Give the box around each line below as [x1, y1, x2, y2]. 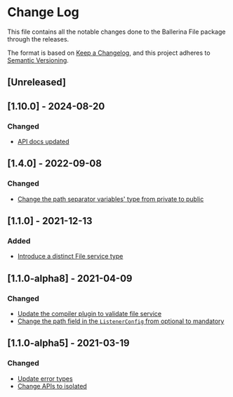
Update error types [17, 374, 73, 383]
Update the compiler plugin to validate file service [17, 310, 162, 318]
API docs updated [17, 138, 69, 146]
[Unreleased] [7, 77, 67, 89]
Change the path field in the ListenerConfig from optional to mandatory [17, 317, 225, 325]
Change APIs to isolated [17, 382, 88, 390]
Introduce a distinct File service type [17, 252, 124, 261]
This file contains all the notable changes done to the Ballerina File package [7, 27, 226, 36]
